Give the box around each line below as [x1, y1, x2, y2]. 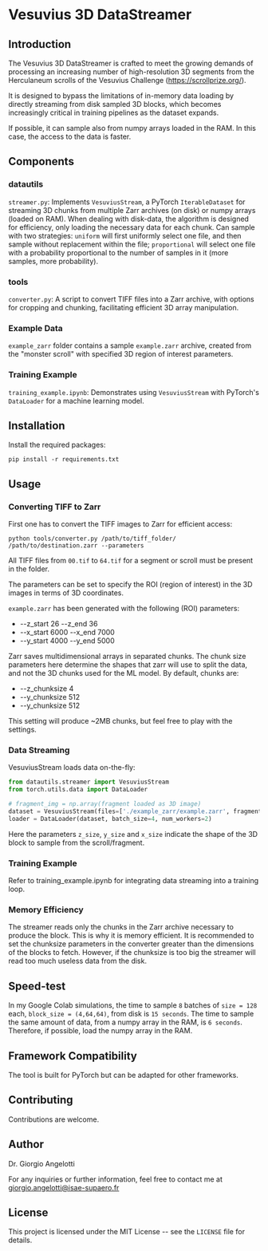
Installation [8, 419, 65, 432]
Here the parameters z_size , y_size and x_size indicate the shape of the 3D [8, 829, 258, 839]
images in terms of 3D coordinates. [8, 588, 124, 598]
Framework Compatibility [8, 1049, 137, 1063]
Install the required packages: [8, 440, 106, 450]
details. [8, 1235, 33, 1245]
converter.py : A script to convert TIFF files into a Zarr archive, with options [8, 294, 254, 304]
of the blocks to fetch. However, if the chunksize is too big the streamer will [8, 948, 257, 957]
